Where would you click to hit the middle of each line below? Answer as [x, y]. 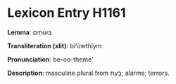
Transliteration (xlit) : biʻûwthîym [55, 45]
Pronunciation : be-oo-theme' [50, 59]
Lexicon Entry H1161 [67, 13]
